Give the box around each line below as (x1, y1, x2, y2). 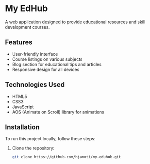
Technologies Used (5, 81, 65, 89)
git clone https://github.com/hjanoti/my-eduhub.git (12, 155, 121, 160)
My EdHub (5, 3, 48, 14)
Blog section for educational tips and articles (12, 61, 102, 67)
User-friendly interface (12, 51, 58, 57)
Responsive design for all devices (12, 66, 80, 72)
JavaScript (12, 104, 34, 110)
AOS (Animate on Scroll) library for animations (12, 109, 104, 115)
